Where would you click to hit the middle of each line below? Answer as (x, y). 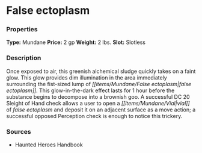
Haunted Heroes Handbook (49, 145)
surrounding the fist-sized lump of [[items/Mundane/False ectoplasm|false (99, 84)
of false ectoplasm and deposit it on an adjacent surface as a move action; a (101, 110)
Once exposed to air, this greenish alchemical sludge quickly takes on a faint (101, 71)
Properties (22, 30)
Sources (19, 131)
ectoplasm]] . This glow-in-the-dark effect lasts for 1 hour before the (90, 90)
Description (24, 58)
